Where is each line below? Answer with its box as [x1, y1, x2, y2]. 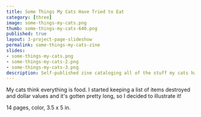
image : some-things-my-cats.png [6, 20, 87, 26]
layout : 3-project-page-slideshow [6, 36, 93, 42]
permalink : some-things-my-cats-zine [6, 42, 100, 48]
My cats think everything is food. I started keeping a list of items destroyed [6, 86, 190, 93]
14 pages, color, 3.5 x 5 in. [6, 104, 71, 111]
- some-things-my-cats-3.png [6, 64, 79, 70]
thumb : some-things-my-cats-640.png [6, 25, 98, 32]
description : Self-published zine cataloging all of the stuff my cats [6, 70, 188, 76]
